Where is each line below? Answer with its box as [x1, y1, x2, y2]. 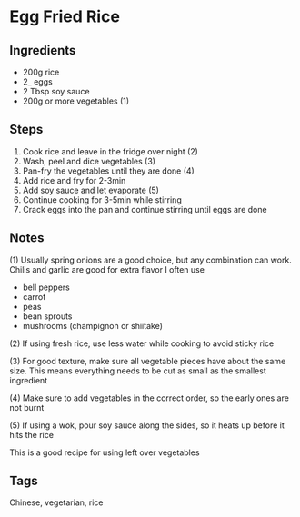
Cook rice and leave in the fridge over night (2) [22, 145, 198, 156]
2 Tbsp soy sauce [22, 86, 90, 96]
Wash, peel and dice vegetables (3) [22, 155, 156, 166]
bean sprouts [22, 311, 73, 322]
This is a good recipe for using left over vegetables [9, 447, 200, 458]
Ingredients [9, 43, 76, 58]
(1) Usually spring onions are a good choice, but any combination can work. [9, 254, 293, 265]
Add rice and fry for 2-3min [22, 174, 126, 185]
